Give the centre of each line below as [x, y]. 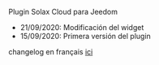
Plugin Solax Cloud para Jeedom [63, 12]
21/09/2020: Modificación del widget [82, 27]
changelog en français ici [51, 52]
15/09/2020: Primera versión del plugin [86, 36]
